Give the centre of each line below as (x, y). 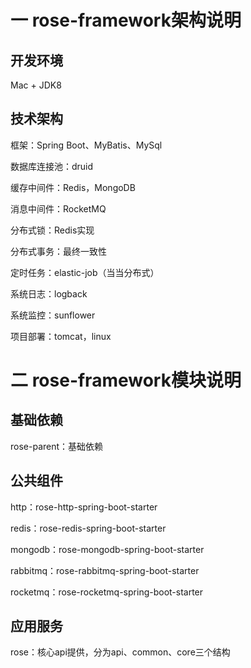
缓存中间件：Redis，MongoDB (73, 187)
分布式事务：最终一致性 (58, 251)
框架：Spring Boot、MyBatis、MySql (86, 145)
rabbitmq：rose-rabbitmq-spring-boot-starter (105, 570)
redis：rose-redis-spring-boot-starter (88, 528)
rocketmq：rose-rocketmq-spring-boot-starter (107, 592)
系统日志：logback (49, 293)
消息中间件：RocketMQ (58, 208)
